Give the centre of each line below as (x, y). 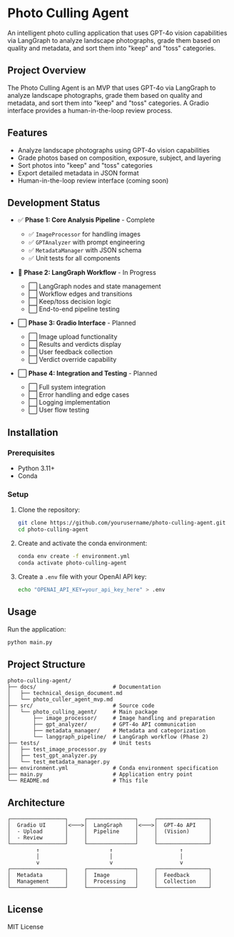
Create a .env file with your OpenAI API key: (82, 577)
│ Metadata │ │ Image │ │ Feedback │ (110, 876)
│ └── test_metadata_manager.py (59, 762)
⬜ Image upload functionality (73, 337)
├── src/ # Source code (81, 706)
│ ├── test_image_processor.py (57, 750)
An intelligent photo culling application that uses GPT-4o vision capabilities (117, 33)
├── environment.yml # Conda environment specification (113, 769)
